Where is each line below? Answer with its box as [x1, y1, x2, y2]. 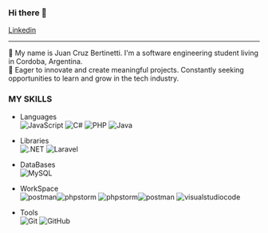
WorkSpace [19, 184, 59, 193]
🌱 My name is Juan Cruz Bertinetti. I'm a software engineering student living [8, 48, 259, 58]
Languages [19, 112, 57, 121]
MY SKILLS [8, 93, 53, 105]
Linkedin [8, 26, 37, 35]
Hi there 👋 [8, 7, 48, 18]
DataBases [19, 160, 56, 169]
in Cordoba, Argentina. [8, 57, 83, 66]
